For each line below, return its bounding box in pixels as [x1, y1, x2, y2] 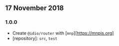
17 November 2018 [5, 4, 64, 12]
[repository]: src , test [12, 35, 58, 41]
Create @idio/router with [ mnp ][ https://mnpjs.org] [12, 30, 114, 36]
